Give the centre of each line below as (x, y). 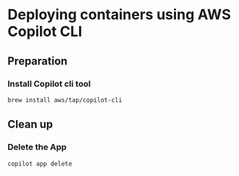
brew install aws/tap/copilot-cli (65, 100)
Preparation (38, 61)
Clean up (30, 125)
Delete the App (37, 147)
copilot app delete (40, 164)
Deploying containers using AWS (119, 15)
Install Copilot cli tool (49, 84)
